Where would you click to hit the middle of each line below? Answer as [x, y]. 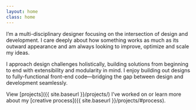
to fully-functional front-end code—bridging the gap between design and [95, 76]
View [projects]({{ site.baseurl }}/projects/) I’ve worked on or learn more [94, 94]
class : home [21, 17]
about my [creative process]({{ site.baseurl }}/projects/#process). [86, 100]
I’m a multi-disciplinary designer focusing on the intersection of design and [97, 34]
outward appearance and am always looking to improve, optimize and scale [98, 46]
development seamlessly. [37, 82]
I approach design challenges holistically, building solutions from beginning [97, 64]
